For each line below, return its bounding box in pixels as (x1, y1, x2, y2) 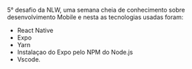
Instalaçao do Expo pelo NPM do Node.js (16, 48, 134, 56)
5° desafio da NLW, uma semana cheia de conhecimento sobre (7, 6, 185, 14)
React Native (16, 27, 53, 34)
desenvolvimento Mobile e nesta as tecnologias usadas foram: (7, 13, 184, 21)
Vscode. (16, 55, 41, 64)
